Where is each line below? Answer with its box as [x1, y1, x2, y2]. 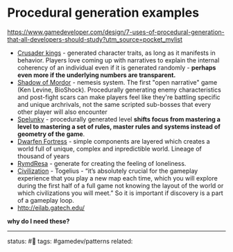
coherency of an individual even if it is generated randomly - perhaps [17, 63, 216, 72]
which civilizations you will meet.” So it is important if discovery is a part [17, 189, 223, 197]
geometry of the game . [17, 130, 85, 138]
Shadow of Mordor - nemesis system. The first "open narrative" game [17, 78, 218, 86]
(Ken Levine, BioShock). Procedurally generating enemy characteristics [17, 85, 222, 94]
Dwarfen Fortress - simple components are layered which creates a [17, 137, 210, 145]
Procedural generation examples [7, 5, 200, 21]
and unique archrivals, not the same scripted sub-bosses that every [17, 100, 212, 108]
